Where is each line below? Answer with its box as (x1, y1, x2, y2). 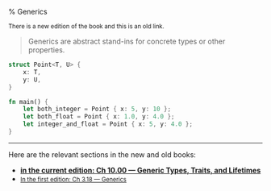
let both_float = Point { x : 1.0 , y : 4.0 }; (23, 113, 175, 121)
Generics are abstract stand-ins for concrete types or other (27, 36, 226, 46)
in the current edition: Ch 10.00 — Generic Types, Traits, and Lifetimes (19, 165, 261, 175)
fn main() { (8, 98, 48, 106)
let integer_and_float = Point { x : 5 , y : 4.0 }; (23, 120, 194, 128)
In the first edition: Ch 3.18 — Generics (19, 175, 127, 184)
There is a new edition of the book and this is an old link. (8, 23, 165, 31)
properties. (27, 45, 65, 55)
